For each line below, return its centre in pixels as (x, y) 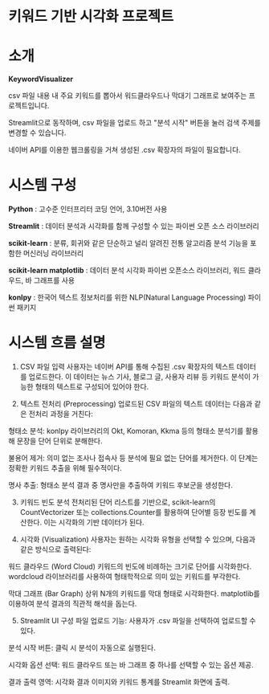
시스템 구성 (43, 185)
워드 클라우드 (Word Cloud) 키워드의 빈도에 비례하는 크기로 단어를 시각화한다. (130, 566)
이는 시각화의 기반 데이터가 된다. (94, 522)
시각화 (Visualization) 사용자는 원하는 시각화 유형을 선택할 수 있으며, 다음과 (137, 539)
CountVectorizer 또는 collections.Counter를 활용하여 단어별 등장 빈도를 (133, 512)
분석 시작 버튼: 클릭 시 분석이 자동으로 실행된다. (82, 648)
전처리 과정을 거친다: (61, 414)
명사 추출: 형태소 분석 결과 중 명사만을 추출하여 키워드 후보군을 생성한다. (120, 485)
